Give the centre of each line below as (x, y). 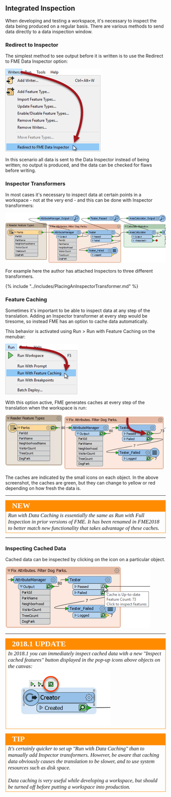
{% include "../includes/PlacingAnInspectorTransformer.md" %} (72, 286)
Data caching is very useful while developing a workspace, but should (83, 781)
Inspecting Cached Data (36, 548)
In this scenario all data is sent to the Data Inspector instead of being (77, 160)
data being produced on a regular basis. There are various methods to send (84, 26)
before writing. (21, 171)
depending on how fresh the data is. (43, 488)
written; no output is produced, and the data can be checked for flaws (79, 165)
